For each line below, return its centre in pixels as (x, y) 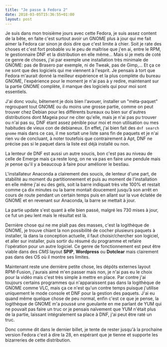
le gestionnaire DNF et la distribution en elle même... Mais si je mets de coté (83, 54)
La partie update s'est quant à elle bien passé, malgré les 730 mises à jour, (82, 210)
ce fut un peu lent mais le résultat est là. (46, 215)
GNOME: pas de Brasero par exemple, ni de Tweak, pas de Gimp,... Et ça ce (83, 65)
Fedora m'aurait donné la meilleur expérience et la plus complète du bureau (83, 76)
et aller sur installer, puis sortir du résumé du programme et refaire (73, 241)
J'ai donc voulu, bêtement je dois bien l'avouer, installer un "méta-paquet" (82, 101)
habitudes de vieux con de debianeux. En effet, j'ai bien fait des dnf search (82, 128)
